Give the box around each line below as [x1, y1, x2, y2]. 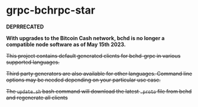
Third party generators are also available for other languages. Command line [6, 70, 193, 77]
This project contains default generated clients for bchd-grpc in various [6, 52, 181, 59]
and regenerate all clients [6, 94, 68, 101]
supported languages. [6, 59, 60, 66]
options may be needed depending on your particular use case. [6, 76, 161, 83]
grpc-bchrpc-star [6, 4, 96, 17]
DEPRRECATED [6, 23, 44, 30]
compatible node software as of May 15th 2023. [6, 41, 126, 48]
